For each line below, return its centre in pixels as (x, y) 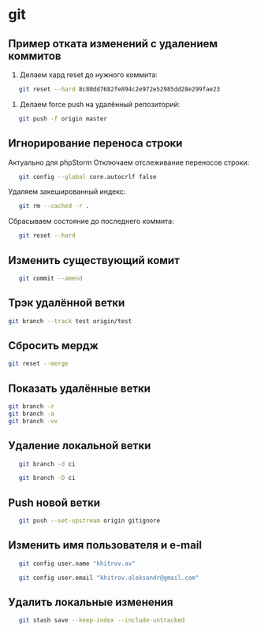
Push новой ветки (54, 502)
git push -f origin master (63, 119)
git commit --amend (50, 278)
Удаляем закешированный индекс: (67, 191)
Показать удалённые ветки (80, 388)
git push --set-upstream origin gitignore (89, 521)
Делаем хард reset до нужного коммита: (88, 75)
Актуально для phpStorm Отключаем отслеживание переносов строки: (129, 162)
